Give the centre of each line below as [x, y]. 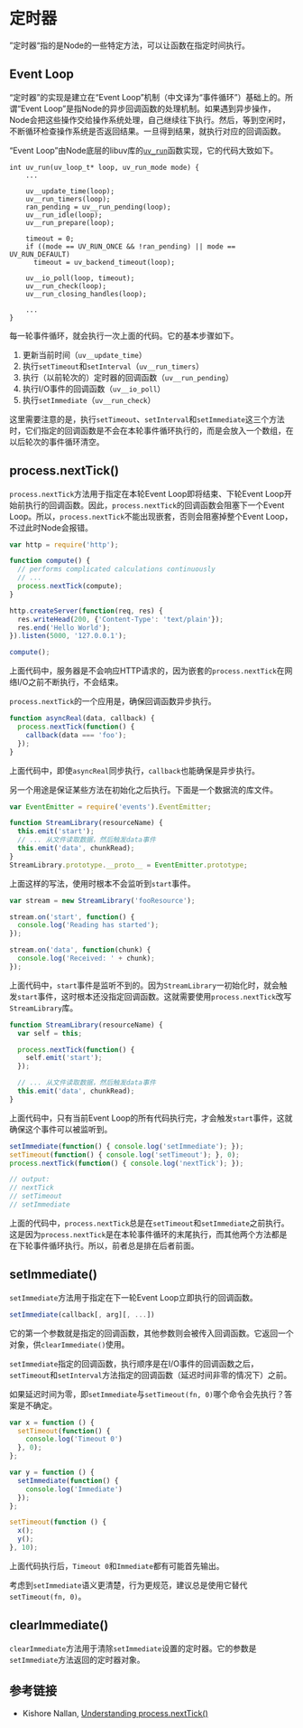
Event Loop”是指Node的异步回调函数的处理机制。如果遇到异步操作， [148, 108]
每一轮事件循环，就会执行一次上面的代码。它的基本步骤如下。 [124, 335]
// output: [30, 1179]
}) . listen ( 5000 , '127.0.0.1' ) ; [68, 636]
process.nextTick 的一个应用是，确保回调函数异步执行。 [113, 701]
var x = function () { [52, 1423]
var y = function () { [52, 1472]
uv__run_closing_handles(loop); [86, 294]
